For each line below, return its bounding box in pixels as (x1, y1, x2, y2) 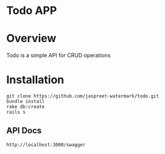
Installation (6, 73, 65, 87)
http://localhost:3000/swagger (6, 141, 86, 148)
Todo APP (6, 4, 57, 18)
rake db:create (6, 104, 45, 110)
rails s (6, 109, 26, 116)
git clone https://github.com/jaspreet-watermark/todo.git (6, 93, 160, 99)
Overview (6, 32, 57, 46)
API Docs (6, 125, 42, 136)
